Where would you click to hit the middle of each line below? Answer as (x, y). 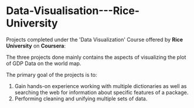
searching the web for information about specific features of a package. (101, 92)
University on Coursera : (36, 46)
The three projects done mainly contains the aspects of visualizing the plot (96, 57)
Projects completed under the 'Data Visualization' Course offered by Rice (95, 39)
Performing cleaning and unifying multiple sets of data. (81, 99)
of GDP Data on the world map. (44, 63)
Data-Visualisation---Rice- (73, 11)
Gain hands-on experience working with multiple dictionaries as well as (101, 86)
